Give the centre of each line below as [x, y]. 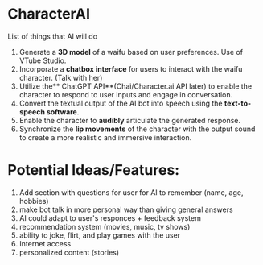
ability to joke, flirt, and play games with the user [100, 235]
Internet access [45, 243]
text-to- [238, 103]
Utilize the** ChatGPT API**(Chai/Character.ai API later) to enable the [136, 86]
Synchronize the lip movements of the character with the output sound [137, 129]
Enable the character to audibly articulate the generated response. [130, 120]
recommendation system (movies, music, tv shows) [105, 226]
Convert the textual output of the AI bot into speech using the [121, 103]
